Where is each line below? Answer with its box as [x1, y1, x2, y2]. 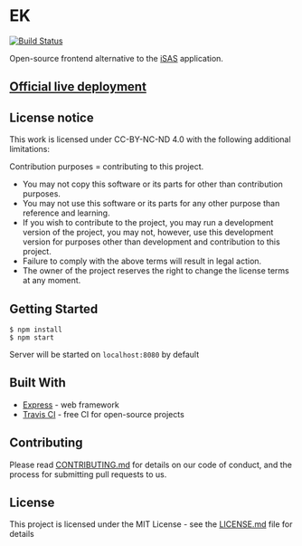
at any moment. [22, 275, 81, 286]
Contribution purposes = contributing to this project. [9, 161, 204, 172]
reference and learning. [22, 207, 110, 218]
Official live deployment [9, 79, 147, 95]
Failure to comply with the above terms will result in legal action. [22, 255, 262, 267]
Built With [9, 375, 66, 390]
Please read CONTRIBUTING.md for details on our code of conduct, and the [9, 459, 292, 470]
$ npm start [9, 332, 54, 342]
